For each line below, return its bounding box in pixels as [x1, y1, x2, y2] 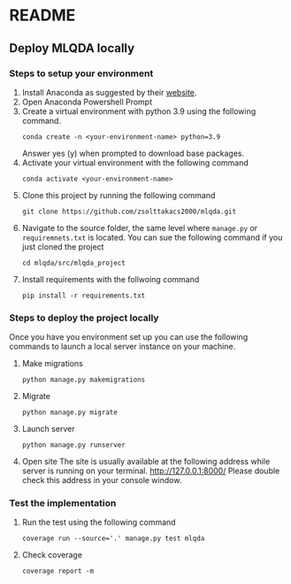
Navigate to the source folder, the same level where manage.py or [21, 222, 258, 233]
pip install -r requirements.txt [21, 291, 146, 300]
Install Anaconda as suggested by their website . [21, 87, 197, 97]
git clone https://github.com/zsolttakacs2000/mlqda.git [21, 207, 237, 216]
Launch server [21, 424, 75, 434]
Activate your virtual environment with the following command [21, 157, 249, 168]
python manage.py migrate [21, 408, 118, 417]
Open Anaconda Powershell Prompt [21, 96, 153, 107]
